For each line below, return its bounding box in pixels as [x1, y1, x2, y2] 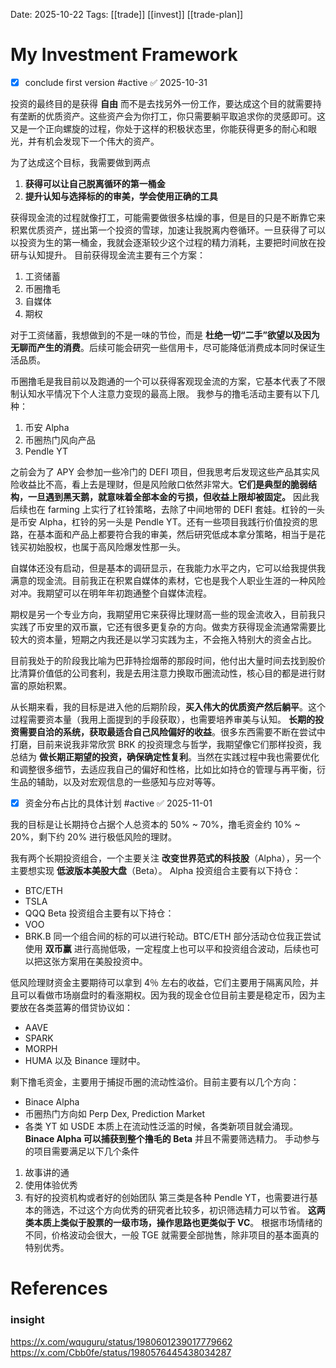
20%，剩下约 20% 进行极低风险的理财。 [10, 831, 178, 843]
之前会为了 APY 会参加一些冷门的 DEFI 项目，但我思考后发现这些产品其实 [10, 466, 312, 478]
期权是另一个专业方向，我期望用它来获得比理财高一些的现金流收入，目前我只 [10, 609, 326, 620]
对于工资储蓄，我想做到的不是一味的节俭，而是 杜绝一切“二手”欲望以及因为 [10, 329, 320, 341]
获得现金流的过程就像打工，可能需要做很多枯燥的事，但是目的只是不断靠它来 [10, 212, 326, 223]
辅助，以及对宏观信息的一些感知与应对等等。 [36, 776, 221, 788]
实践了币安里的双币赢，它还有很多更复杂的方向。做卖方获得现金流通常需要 [10, 621, 317, 633]
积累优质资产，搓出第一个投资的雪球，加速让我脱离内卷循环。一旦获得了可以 [10, 224, 326, 236]
